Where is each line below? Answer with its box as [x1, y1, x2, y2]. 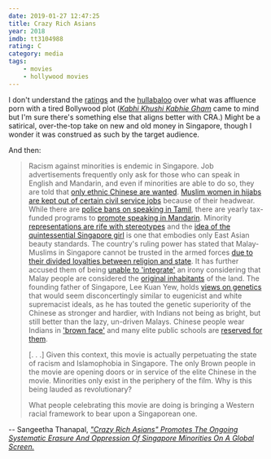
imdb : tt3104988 [8, 34, 63, 43]
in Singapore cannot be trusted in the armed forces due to [58, 247, 254, 257]
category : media [8, 50, 63, 58]
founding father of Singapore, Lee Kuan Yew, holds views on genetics [28, 282, 262, 291]
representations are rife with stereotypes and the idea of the [28, 221, 230, 231]
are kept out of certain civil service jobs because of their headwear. [28, 195, 256, 205]
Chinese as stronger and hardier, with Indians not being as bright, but [28, 308, 261, 317]
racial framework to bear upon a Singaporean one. [28, 409, 198, 418]
